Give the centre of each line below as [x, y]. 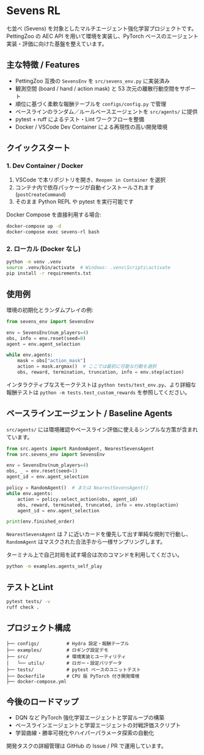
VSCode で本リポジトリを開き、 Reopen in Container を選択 [90, 180]
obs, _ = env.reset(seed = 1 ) [42, 471]
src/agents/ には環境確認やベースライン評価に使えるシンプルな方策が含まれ [102, 429]
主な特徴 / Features [43, 65]
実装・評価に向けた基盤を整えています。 [57, 44]
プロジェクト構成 [38, 628]
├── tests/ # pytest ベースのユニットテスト [74, 670]
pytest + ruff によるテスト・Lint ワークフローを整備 [80, 119]
